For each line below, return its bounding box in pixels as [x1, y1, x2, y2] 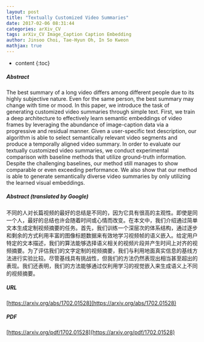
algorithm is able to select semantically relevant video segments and [6, 134, 178, 141]
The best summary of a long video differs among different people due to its [6, 89, 194, 96]
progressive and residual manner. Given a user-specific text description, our [6, 127, 197, 134]
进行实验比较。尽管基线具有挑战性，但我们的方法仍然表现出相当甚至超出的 [11, 255, 198, 262]
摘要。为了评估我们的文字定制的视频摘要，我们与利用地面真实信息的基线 [11, 247, 192, 254]
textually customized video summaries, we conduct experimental [6, 146, 169, 154]
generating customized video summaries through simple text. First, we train [6, 108, 195, 115]
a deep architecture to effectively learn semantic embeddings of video [6, 114, 182, 121]
